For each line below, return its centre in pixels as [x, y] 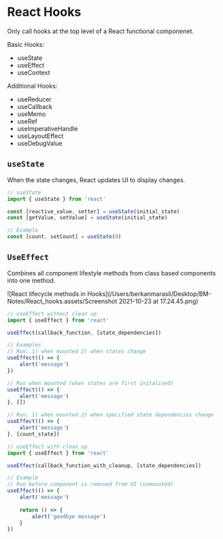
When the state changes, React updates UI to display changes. [96, 179]
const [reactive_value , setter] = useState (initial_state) [94, 211]
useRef [27, 121]
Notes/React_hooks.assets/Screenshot [62, 301]
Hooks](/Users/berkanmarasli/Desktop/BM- [149, 293]
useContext [33, 72]
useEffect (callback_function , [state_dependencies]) [84, 333]
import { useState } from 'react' [57, 199]
